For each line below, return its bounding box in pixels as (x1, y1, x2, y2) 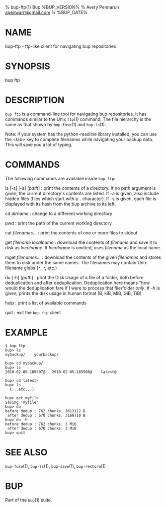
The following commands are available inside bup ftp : (5, 175, 116, 181)
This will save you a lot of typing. (5, 142, 73, 147)
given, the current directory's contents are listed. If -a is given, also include (5, 190, 159, 196)
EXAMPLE (5, 327, 48, 338)
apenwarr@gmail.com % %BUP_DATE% (5, 9, 88, 15)
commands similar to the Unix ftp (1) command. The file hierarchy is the (5, 116, 152, 122)
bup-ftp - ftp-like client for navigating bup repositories (5, 43, 116, 49)
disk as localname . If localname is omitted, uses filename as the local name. (5, 244, 162, 250)
